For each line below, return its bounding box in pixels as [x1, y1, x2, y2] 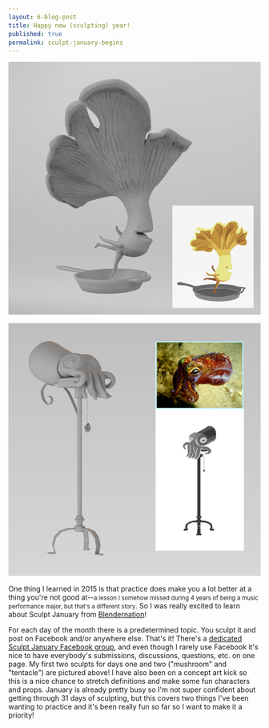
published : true [8, 30, 62, 38]
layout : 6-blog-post [8, 13, 78, 21]
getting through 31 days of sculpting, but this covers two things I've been [8, 693, 250, 703]
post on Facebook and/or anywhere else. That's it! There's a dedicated [8, 634, 243, 644]
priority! [8, 710, 34, 720]
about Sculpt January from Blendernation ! [8, 610, 147, 620]
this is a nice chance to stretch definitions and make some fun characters [8, 677, 251, 686]
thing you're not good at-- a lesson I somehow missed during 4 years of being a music [8, 592, 259, 602]
